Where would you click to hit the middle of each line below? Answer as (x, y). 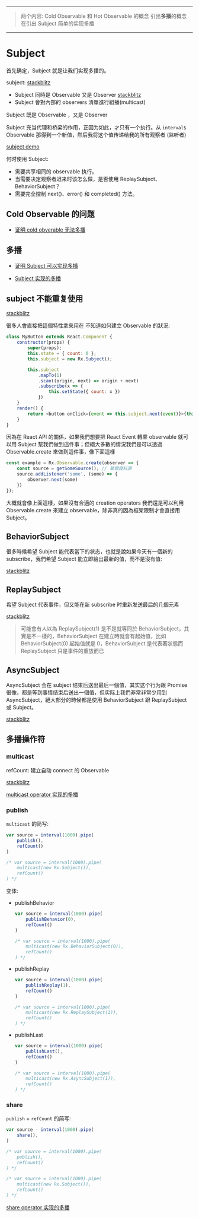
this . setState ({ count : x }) (84, 392)
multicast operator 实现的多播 (42, 794)
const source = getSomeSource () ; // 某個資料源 (74, 469)
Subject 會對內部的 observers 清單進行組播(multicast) (80, 102)
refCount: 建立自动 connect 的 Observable (58, 770)
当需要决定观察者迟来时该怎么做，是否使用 (67, 179)
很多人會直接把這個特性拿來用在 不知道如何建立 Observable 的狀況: (88, 326)
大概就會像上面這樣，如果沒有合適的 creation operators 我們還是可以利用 (95, 503)
